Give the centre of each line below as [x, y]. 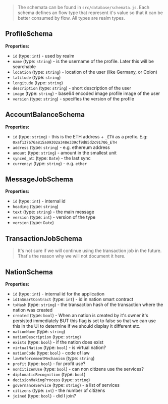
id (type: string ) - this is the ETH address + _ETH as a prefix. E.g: [80, 136]
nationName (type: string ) [39, 332]
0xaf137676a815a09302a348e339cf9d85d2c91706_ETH [65, 142]
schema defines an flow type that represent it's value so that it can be [90, 13]
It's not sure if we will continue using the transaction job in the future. [90, 251]
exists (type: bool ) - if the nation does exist [58, 342]
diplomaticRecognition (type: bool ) [49, 374]
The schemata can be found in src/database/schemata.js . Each [83, 7]
